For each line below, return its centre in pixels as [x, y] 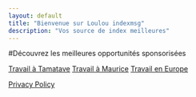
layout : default [35, 16]
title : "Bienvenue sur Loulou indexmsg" [77, 23]
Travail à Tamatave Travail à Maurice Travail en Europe [98, 69]
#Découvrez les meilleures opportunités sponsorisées [97, 54]
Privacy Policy [32, 84]
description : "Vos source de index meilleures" [89, 30]
